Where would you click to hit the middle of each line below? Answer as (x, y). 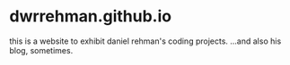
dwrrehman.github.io (91, 16)
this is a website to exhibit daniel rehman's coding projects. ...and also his (145, 41)
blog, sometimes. (41, 50)
